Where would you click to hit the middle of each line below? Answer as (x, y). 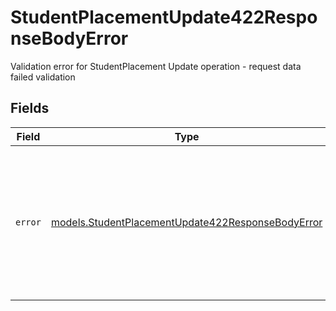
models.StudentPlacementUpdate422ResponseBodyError (186, 222)
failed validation (43, 77)
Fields (30, 108)
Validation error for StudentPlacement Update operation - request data (156, 66)
